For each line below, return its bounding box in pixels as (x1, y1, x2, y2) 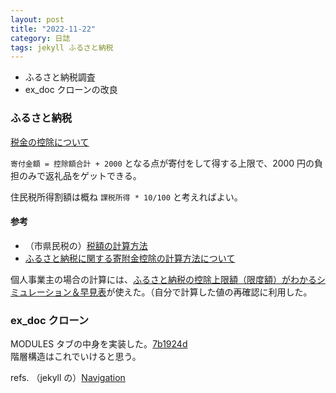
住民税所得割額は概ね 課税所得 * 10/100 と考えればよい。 (10, 191, 243, 203)
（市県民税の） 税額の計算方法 (24, 239, 148, 251)
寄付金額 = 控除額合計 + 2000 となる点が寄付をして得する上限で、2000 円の (10, 157, 315, 169)
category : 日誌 (10, 33, 71, 43)
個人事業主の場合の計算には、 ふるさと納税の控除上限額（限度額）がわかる (10, 273, 317, 285)
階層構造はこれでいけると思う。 (10, 351, 142, 363)
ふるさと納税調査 (24, 71, 96, 83)
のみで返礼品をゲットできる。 (18, 169, 142, 181)
